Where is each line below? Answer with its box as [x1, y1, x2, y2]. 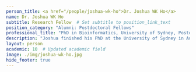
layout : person [6, 41, 43, 47]
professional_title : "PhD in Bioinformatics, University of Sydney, [6, 30, 176, 36]
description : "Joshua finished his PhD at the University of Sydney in [6, 35, 184, 41]
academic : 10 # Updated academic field [6, 46, 106, 52]
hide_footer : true [6, 57, 51, 63]
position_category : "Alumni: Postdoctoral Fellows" [6, 24, 134, 31]
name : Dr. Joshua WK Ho [6, 14, 64, 20]
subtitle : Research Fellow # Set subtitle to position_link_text [6, 19, 171, 25]
